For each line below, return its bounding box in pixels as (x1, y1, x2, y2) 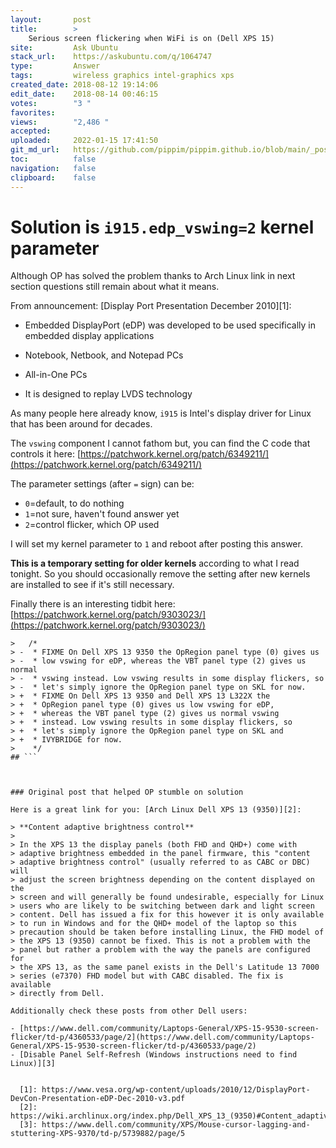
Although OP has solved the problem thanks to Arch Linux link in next (10, 270, 296, 282)
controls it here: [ (10, 448, 82, 460)
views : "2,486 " (10, 117, 110, 127)
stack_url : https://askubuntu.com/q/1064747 (10, 52, 213, 62)
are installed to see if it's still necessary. (10, 579, 175, 591)
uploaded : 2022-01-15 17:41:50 (10, 136, 159, 146)
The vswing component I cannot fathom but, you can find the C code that (10, 437, 311, 450)
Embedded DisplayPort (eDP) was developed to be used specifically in (24, 319, 317, 331)
